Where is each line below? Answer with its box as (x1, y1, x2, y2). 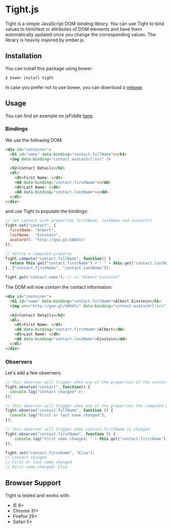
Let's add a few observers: (5, 370, 62, 376)
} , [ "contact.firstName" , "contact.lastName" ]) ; (5, 265, 111, 271)
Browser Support (5, 479, 61, 488)
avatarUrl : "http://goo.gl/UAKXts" (10, 237, 86, 242)
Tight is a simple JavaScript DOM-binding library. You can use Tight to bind (5, 20, 165, 27)
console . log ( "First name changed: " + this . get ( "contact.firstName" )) (14, 436, 168, 441)
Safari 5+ (12, 518, 32, 524)
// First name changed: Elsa (5, 464, 68, 470)
